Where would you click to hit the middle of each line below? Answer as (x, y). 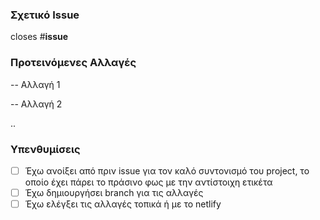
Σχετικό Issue (45, 15)
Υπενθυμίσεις (45, 149)
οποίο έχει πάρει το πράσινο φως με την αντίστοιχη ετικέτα (148, 182)
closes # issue (39, 37)
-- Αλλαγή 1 (35, 84)
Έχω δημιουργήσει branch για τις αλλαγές (114, 192)
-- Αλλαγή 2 (36, 104)
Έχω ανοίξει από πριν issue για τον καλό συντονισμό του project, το (167, 170)
